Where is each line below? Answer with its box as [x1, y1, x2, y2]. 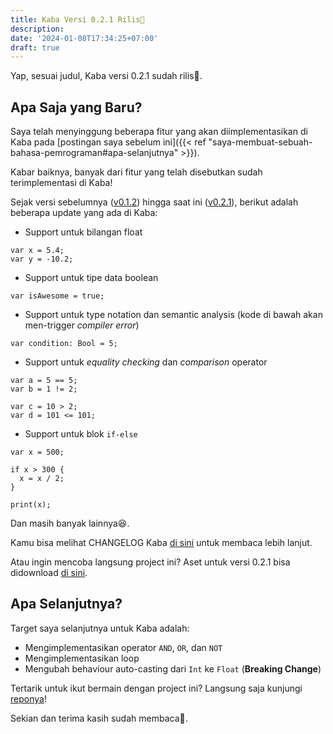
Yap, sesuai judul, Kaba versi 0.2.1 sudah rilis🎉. [10, 70, 203, 82]
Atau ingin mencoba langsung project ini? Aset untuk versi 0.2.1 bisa [10, 556, 291, 568]
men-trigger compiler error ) [24, 319, 140, 331]
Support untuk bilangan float [24, 226, 143, 238]
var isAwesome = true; [10, 291, 105, 301]
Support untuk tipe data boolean [24, 272, 159, 284]
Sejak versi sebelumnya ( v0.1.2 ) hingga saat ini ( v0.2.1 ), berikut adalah [10, 196, 299, 208]
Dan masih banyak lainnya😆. [10, 517, 130, 530]
